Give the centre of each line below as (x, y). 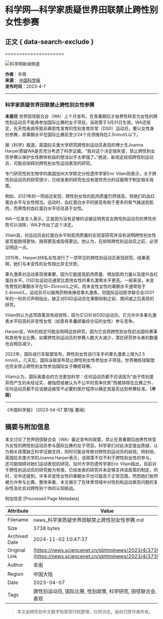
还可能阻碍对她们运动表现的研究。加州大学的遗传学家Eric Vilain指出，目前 (79, 464)
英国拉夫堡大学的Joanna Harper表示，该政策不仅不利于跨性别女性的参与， (80, 458)
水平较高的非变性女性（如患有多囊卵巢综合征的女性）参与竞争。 (73, 321)
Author (15, 565)
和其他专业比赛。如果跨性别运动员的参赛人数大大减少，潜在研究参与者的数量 (81, 338)
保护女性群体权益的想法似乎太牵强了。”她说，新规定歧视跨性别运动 (88, 157)
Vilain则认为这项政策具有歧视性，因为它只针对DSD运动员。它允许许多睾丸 (79, 315)
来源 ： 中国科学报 (23, 80)
